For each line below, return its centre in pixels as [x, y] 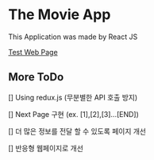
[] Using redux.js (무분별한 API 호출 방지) [73, 97]
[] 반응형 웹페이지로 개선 [46, 148]
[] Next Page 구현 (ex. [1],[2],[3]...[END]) [73, 114]
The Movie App [60, 15]
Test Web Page [33, 52]
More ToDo [36, 77]
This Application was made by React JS [73, 37]
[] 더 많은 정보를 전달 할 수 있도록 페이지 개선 [77, 131]
